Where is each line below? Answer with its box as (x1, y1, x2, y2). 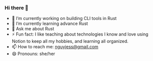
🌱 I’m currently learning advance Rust (11, 20, 88, 26)
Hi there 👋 (4, 4, 29, 11)
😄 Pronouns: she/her (11, 51, 55, 57)
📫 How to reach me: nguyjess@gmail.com (11, 44, 99, 50)
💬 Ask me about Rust (11, 26, 55, 32)
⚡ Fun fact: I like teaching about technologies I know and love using (11, 31, 149, 37)
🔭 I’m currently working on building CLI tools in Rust (11, 16, 117, 21)
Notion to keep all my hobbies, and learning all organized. (11, 39, 129, 44)
